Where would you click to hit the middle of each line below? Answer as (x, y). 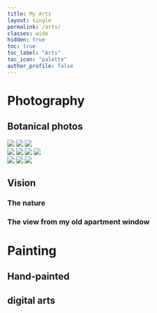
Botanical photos (45, 127)
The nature (26, 203)
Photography (46, 101)
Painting (32, 251)
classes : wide (28, 33)
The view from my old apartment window (78, 222)
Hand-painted (39, 277)
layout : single (29, 20)
